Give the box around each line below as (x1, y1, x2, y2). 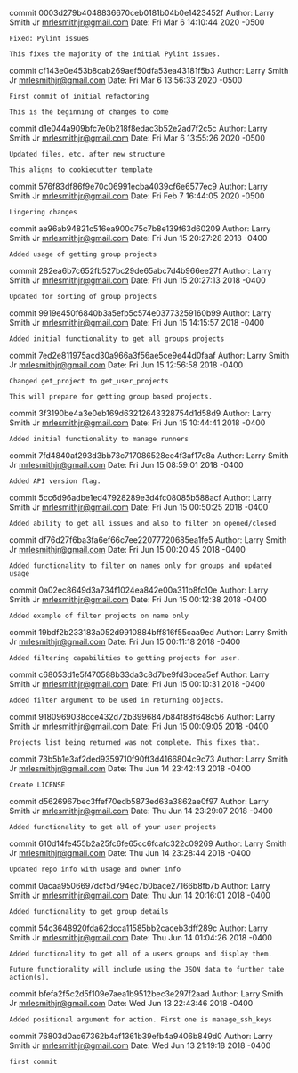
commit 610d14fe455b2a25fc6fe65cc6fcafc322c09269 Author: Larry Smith (9, 838, 287, 849)
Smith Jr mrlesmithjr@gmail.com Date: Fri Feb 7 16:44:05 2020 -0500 (9, 190, 265, 201)
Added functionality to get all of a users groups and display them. (9, 949, 273, 958)
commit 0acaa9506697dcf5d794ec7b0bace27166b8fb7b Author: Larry (9, 881, 270, 891)
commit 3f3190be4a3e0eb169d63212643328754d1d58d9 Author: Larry (9, 408, 272, 418)
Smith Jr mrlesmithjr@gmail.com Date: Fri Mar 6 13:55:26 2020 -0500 (9, 133, 265, 143)
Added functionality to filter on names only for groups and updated (9, 561, 273, 570)
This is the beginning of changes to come (9, 108, 169, 117)
